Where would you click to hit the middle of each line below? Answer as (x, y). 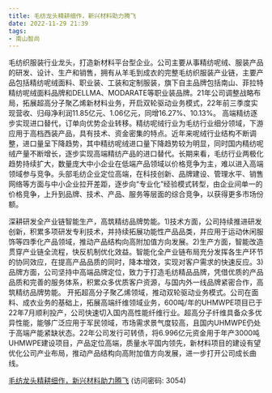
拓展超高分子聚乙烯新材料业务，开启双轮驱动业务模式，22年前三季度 (137, 103)
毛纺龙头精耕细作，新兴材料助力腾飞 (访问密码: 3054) (97, 381)
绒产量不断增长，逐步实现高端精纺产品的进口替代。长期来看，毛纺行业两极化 (136, 154)
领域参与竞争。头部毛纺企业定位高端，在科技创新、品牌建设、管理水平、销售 (136, 174)
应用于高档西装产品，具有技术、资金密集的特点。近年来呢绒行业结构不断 (129, 134)
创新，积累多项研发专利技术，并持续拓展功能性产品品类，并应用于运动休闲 (132, 232)
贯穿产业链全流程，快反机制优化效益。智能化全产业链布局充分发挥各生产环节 (136, 252)
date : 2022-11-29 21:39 (49, 23)
